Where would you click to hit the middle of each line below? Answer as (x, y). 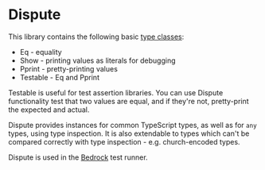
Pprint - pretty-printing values (68, 68)
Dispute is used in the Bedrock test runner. (78, 157)
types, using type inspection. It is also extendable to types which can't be (129, 133)
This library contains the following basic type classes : (96, 37)
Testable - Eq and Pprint (59, 77)
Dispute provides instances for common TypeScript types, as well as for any (132, 125)
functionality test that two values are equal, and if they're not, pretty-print (129, 101)
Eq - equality (41, 52)
